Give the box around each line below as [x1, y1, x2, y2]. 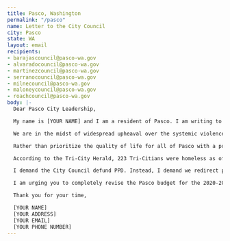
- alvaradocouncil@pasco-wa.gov [7, 61, 99, 68]
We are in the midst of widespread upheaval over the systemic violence [13, 130, 225, 137]
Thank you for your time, [13, 192, 88, 199]
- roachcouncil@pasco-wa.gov [7, 93, 90, 100]
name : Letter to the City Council [7, 23, 106, 29]
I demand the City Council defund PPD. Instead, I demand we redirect [13, 167, 219, 175]
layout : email [7, 42, 48, 49]
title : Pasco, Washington [7, 10, 81, 17]
